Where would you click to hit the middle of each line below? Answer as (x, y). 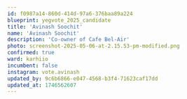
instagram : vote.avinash (43, 72)
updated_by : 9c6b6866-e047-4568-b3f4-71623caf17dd (83, 78)
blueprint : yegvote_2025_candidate (59, 20)
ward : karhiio (28, 59)
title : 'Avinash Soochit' (45, 26)
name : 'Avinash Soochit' (43, 33)
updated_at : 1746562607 (42, 85)
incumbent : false (33, 66)
